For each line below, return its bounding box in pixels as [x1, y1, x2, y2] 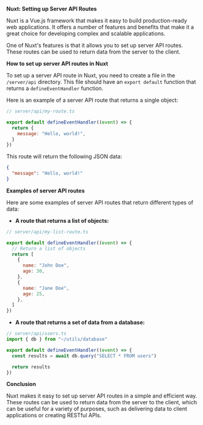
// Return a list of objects [12, 245, 86, 251]
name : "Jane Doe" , [22, 285, 69, 291]
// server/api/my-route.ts [6, 108, 75, 114]
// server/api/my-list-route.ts [6, 228, 88, 235]
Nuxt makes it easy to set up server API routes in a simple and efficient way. [6, 392, 198, 399]
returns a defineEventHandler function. [6, 85, 104, 92]
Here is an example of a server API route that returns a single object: [6, 97, 179, 104]
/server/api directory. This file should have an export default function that [6, 79, 196, 85]
